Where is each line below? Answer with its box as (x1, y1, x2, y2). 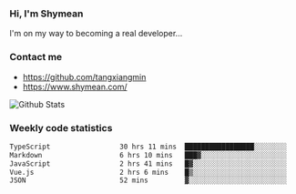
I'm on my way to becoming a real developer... (9, 28, 183, 39)
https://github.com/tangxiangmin (22, 71, 147, 82)
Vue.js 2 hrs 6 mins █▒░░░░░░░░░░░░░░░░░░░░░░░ (9, 168, 287, 177)
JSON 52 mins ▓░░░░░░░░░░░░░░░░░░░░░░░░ (9, 176, 287, 185)
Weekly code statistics (9, 121, 113, 134)
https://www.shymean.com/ (22, 81, 128, 92)
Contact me (9, 51, 63, 64)
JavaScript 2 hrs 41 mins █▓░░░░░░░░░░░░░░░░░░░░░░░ (9, 158, 287, 168)
